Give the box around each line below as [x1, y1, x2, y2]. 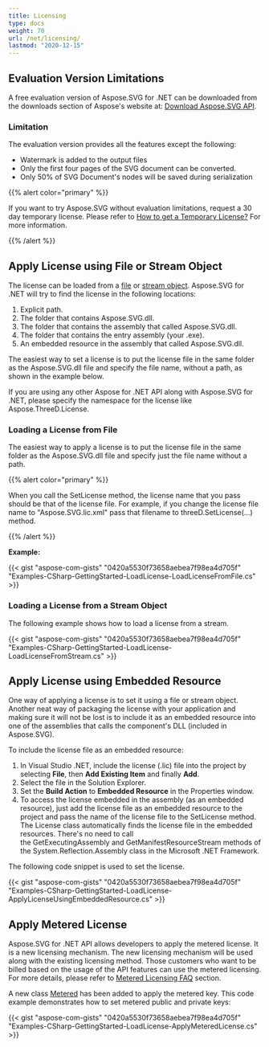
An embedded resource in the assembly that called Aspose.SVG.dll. [19, 339, 244, 349]
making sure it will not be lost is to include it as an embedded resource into [8, 713, 256, 722]
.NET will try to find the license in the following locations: [8, 289, 197, 299]
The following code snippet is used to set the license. [8, 861, 185, 872]
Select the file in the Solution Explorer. [19, 778, 147, 787]
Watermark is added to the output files [19, 155, 148, 165]
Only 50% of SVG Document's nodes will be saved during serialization [19, 172, 253, 182]
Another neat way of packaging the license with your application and [8, 704, 236, 714]
